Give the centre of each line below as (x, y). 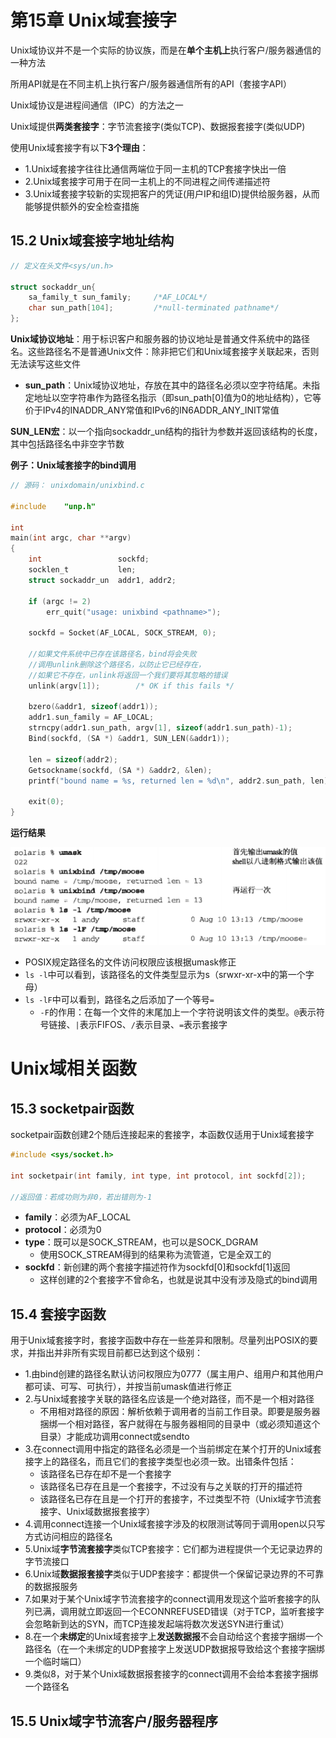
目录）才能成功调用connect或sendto (114, 1437)
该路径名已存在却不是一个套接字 (105, 1474)
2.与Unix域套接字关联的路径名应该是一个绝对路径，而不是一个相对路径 (169, 1399)
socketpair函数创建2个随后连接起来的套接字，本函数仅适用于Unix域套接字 (162, 1135)
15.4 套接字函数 (58, 1314)
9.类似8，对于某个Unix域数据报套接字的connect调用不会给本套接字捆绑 (171, 1674)
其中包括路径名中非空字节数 (67, 444)
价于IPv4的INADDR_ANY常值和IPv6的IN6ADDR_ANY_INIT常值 (152, 410)
